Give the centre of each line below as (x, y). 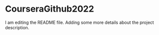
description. (17, 27)
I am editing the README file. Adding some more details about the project (79, 22)
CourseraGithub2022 (50, 9)
